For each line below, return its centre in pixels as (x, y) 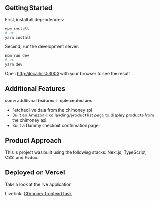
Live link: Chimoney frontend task (38, 193)
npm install (17, 29)
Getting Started (29, 8)
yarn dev (14, 65)
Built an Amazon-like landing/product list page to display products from (83, 115)
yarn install (18, 37)
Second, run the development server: (42, 47)
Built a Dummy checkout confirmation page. (56, 125)
